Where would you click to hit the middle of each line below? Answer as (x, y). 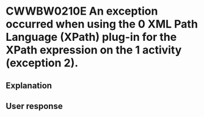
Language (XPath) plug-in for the (91, 37)
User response (34, 106)
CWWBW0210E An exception (82, 11)
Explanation (29, 86)
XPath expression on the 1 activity (94, 50)
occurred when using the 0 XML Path (102, 24)
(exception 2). (42, 63)
